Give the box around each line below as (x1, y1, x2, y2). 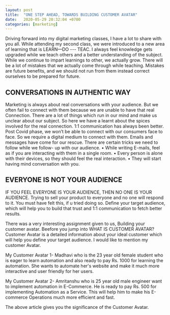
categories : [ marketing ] (5, 21, 58, 27)
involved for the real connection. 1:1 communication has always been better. (5, 123, 164, 130)
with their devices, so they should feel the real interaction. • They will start (5, 155, 161, 162)
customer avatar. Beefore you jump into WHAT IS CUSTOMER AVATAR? (5, 226, 154, 232)
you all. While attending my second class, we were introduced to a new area (5, 41, 165, 47)
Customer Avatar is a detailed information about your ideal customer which (5, 231, 162, 237)
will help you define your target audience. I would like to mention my (5, 237, 149, 243)
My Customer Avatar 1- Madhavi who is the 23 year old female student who (5, 252, 163, 258)
